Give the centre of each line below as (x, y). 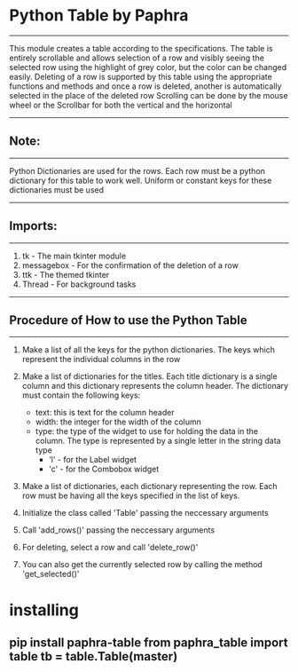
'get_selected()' (51, 574)
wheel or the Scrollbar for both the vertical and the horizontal (121, 105)
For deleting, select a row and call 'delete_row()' (110, 548)
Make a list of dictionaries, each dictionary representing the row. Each (149, 486)
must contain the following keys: (81, 395)
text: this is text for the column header (105, 413)
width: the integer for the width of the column (118, 422)
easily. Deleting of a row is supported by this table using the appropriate (141, 76)
